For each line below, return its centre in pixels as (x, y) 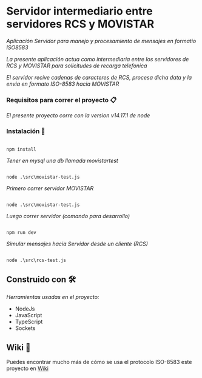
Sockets (25, 328)
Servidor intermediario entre (79, 11)
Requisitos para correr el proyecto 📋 (62, 100)
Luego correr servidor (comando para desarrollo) (68, 216)
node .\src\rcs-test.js (36, 260)
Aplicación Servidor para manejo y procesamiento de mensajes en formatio (101, 41)
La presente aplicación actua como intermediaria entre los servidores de (98, 59)
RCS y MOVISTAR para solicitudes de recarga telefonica (77, 66)
